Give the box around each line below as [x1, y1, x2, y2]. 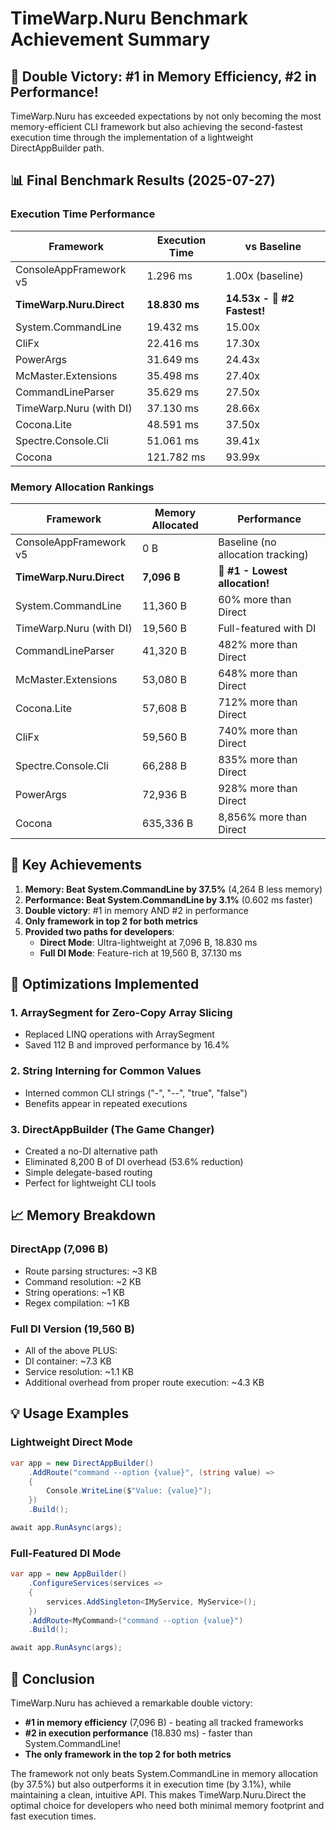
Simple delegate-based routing [24, 1167, 153, 1179]
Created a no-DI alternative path [24, 1145, 158, 1157]
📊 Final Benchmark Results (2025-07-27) [10, 172, 276, 189]
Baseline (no [218, 535, 277, 549]
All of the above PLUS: [24, 1345, 118, 1357]
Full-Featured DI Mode [10, 1546, 122, 1560]
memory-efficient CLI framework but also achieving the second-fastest [10, 121, 303, 132]
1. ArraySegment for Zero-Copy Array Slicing [10, 1006, 233, 1020]
